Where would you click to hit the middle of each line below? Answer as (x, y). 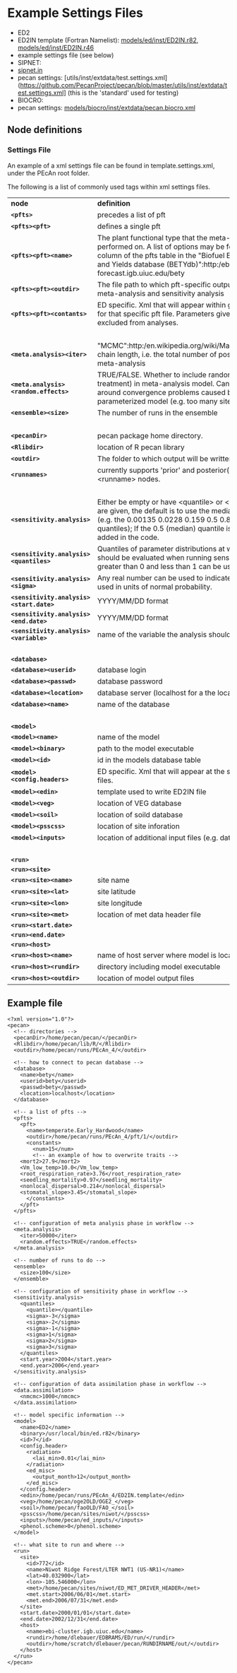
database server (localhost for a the (157, 693)
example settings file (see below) (66, 55)
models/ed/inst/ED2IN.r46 (55, 47)
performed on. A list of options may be (161, 247)
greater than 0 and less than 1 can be (160, 566)
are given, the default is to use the (154, 510)
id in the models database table (149, 760)
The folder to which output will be (153, 459)
